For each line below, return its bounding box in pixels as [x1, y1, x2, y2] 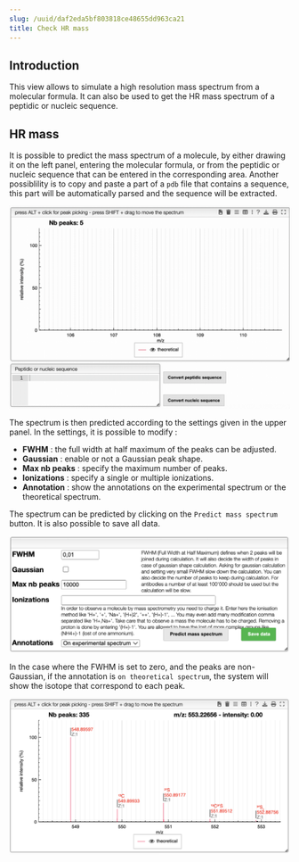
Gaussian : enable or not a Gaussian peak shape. [21, 453, 203, 464]
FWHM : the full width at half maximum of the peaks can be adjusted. [21, 444, 278, 455]
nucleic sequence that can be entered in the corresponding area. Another [9, 170, 279, 180]
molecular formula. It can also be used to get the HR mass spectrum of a [9, 91, 276, 102]
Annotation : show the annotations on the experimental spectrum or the [21, 482, 287, 493]
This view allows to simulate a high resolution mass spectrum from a [9, 81, 260, 93]
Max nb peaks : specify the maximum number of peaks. [21, 463, 229, 474]
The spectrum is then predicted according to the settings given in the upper [9, 418, 287, 428]
